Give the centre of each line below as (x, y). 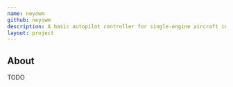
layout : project (31, 33)
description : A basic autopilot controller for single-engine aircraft (113, 26)
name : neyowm (26, 13)
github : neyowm (29, 20)
